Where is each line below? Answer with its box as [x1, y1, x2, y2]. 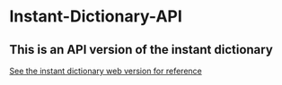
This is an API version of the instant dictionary [9, 42, 274, 57]
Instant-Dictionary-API [9, 6, 182, 27]
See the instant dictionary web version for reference [9, 65, 202, 76]
